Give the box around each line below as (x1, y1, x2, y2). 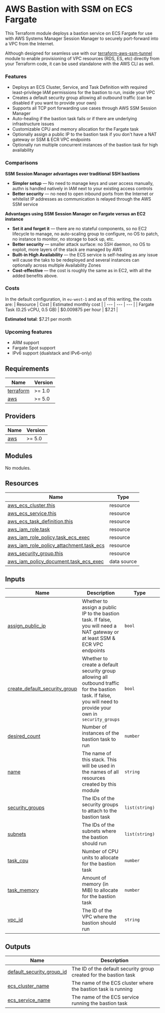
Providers (5, 412, 36, 420)
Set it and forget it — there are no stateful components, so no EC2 (12, 225, 147, 231)
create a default (82, 662, 119, 668)
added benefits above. (12, 273, 58, 279)
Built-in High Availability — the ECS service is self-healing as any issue (12, 251, 158, 257)
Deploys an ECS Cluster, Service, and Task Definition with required (12, 84, 147, 90)
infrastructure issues (12, 121, 55, 127)
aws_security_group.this (7, 550, 63, 557)
